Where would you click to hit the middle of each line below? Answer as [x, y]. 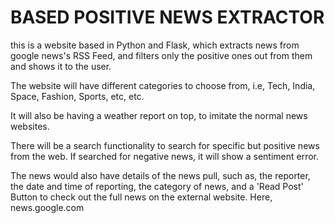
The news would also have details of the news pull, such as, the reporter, [160, 175]
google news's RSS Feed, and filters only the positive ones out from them [161, 55]
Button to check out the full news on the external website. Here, [141, 197]
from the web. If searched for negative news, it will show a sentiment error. [165, 156]
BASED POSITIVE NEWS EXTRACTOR [167, 17]
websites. [30, 126]
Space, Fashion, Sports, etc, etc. [77, 96]
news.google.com [47, 207]
